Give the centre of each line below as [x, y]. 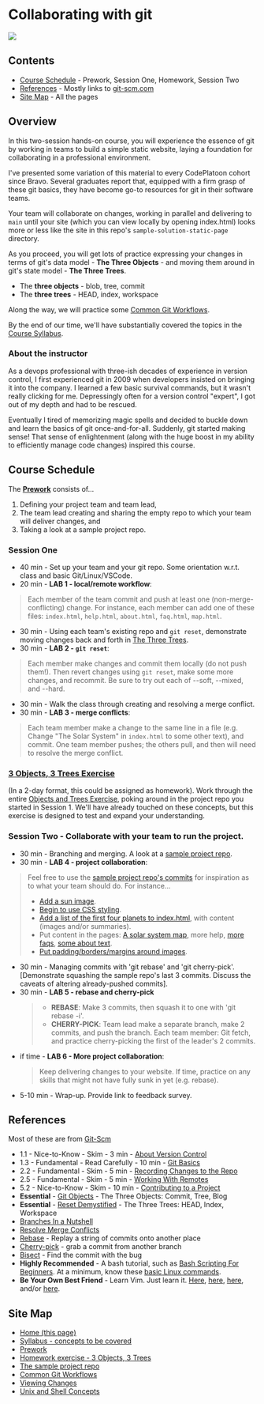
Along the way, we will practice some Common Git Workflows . [109, 309]
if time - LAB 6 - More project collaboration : [92, 1056]
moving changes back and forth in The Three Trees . [104, 640]
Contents [32, 61]
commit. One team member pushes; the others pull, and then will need [141, 744]
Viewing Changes [48, 1383]
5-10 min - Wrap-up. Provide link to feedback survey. [106, 1095]
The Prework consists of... [51, 489]
